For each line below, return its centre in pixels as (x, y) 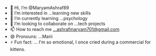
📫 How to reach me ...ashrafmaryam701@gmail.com (65, 29)
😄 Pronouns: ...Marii (31, 36)
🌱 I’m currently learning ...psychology (49, 18)
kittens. (18, 49)
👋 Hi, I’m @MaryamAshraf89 (40, 8)
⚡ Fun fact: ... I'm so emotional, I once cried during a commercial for (80, 42)
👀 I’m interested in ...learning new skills (50, 13)
